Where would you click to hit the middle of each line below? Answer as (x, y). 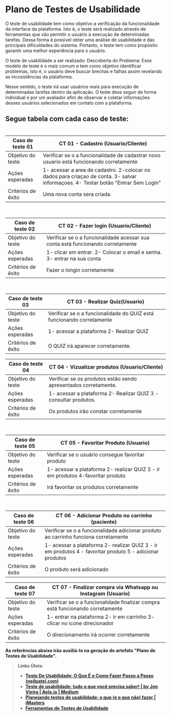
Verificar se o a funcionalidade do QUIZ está (101, 313)
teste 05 (25, 446)
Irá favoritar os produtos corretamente (93, 487)
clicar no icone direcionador (80, 623)
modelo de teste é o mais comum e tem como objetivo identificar (73, 66)
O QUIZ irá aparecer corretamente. (90, 346)
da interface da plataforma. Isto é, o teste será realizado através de (76, 29)
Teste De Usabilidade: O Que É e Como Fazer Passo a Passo (89, 675)
